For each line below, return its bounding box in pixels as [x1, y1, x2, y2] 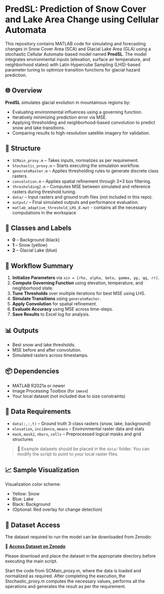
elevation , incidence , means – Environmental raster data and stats [12, 426, 144, 431]
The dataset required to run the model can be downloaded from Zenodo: [5, 534, 152, 540]
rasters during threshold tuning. [12, 189, 77, 195]
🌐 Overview [5, 86, 42, 95]
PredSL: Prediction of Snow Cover [5, 3, 146, 15]
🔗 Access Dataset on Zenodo [5, 543, 66, 550]
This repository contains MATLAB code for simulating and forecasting [5, 40, 146, 46]
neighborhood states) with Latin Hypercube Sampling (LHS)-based [5, 62, 141, 67]
